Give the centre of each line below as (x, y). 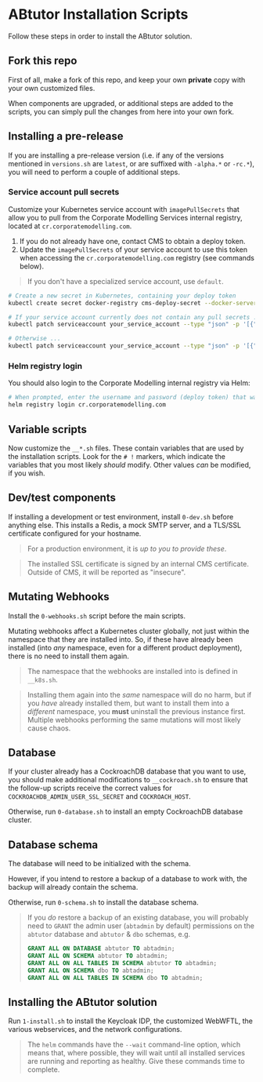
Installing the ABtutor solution (83, 1002)
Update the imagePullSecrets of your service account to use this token (133, 250)
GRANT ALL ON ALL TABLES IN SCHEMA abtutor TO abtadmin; (122, 963)
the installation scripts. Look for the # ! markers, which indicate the (117, 456)
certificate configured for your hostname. (75, 533)
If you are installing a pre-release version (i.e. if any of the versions (116, 155)
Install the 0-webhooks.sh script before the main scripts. (97, 616)
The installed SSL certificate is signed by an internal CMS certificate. (138, 563)
